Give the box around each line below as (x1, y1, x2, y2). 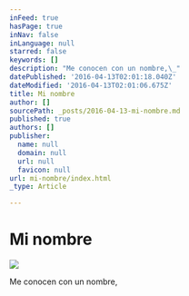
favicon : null (17, 165, 71, 174)
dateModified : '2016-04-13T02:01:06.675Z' (9, 81, 173, 90)
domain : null (17, 148, 67, 157)
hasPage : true (9, 22, 64, 31)
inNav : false (9, 30, 59, 39)
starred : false (9, 47, 67, 56)
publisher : (9, 132, 51, 141)
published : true (9, 114, 71, 123)
